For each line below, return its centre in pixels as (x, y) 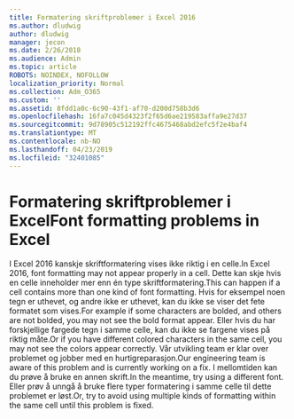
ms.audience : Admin (45, 59)
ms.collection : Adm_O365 (55, 91)
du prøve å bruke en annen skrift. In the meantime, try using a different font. (147, 377)
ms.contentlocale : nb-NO (55, 141)
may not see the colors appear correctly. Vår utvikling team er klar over (139, 349)
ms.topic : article (43, 67)
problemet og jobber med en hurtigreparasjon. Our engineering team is (137, 358)
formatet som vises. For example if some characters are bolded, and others (145, 311)
